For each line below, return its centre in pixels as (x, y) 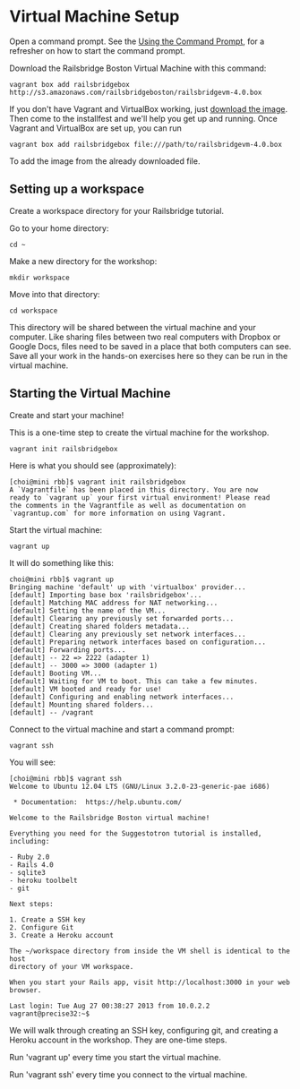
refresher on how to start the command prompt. (97, 50)
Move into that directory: (55, 294)
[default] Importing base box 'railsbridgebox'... (106, 595)
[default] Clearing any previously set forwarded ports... (122, 618)
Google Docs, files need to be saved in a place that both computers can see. (150, 346)
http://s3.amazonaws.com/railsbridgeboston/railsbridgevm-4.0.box (136, 92)
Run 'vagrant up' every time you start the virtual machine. (116, 1057)
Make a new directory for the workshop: (83, 261)
